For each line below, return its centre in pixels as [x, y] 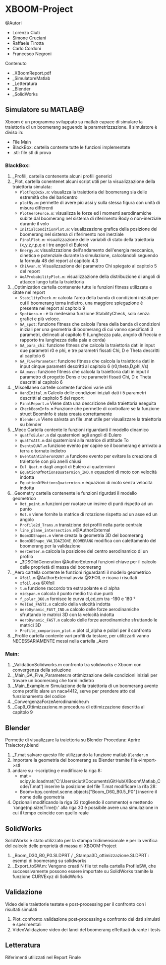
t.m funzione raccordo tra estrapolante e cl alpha [70, 588]
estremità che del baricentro [49, 197]
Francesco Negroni [32, 54]
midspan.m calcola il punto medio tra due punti [66, 594]
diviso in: [14, 132]
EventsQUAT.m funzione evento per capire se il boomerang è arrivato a [90, 445]
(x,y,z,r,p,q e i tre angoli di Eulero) [54, 245]
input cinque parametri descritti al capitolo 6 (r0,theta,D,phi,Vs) [84, 366]
